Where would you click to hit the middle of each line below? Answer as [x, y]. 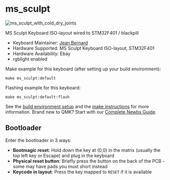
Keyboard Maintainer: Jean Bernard [50, 43]
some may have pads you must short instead [60, 166]
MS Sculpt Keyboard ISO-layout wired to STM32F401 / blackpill [72, 33]
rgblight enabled [30, 59]
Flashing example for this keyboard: [43, 88]
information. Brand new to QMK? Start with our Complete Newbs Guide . [81, 112]
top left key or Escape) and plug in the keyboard [63, 156]
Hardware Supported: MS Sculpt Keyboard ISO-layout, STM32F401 [83, 48]
